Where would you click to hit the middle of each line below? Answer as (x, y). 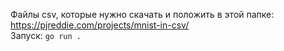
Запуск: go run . (46, 35)
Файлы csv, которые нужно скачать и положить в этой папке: (142, 14)
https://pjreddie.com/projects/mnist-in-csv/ (100, 25)
